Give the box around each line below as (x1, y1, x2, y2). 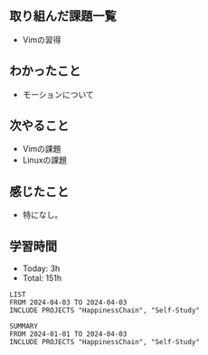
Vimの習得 (22, 34, 61, 45)
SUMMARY (9, 322, 39, 332)
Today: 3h (22, 263, 61, 274)
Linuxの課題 (22, 154, 68, 165)
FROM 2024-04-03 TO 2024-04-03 (9, 298, 128, 307)
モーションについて (22, 89, 95, 99)
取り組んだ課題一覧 (9, 8, 117, 24)
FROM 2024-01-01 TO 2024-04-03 (9, 330, 128, 339)
